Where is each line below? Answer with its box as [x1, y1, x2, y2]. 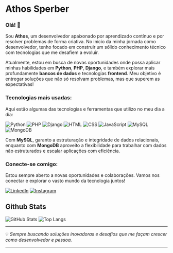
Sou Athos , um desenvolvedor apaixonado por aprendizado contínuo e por [5, 33, 165, 39]
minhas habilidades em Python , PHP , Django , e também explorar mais [5, 65, 155, 71]
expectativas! [5, 81, 34, 87]
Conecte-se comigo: [5, 160, 58, 168]
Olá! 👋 [5, 22, 21, 29]
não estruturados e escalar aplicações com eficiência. [5, 148, 120, 154]
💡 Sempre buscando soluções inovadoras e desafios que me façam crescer [5, 231, 167, 237]
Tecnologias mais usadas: [5, 94, 72, 101]
